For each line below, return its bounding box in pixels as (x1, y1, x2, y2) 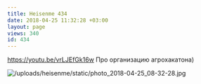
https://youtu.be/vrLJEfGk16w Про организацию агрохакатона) (7, 55, 195, 64)
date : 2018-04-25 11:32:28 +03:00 (7, 17, 109, 24)
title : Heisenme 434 (7, 10, 68, 17)
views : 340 (7, 29, 39, 37)
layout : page (7, 23, 46, 30)
